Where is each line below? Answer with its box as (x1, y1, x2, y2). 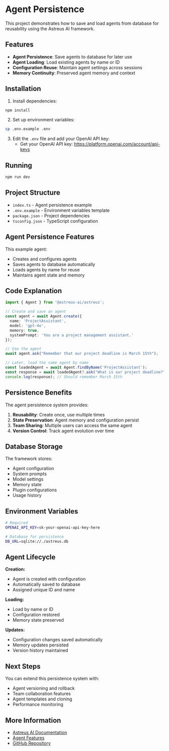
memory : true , (10, 327, 39, 333)
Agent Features (12, 735, 45, 741)
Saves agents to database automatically (12, 261, 96, 267)
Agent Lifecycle (5, 553, 56, 561)
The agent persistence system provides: (5, 402, 89, 408)
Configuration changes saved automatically (12, 637, 103, 643)
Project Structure (5, 189, 60, 197)
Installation (5, 84, 41, 93)
